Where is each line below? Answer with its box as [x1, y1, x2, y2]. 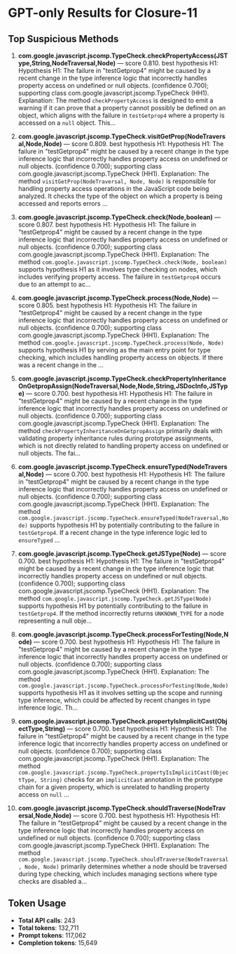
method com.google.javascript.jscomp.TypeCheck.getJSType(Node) [18, 595, 212, 602]
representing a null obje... [18, 616, 92, 625]
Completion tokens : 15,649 [18, 939, 97, 947]
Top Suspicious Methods [8, 33, 119, 45]
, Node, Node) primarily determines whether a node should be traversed [18, 862, 227, 870]
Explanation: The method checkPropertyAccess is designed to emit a [18, 96, 214, 105]
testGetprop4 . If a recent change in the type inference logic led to [18, 529, 207, 536]
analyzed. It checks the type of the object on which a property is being [18, 192, 223, 200]
